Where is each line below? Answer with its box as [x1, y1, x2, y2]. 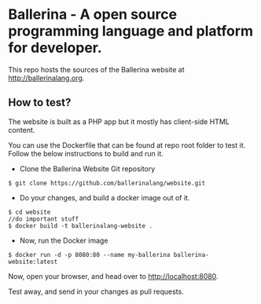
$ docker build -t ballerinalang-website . [8, 222, 153, 229]
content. [8, 125, 35, 134]
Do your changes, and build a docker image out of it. [19, 192, 190, 202]
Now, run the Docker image [19, 236, 108, 245]
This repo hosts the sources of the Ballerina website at [8, 64, 185, 74]
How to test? [8, 96, 72, 109]
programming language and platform [8, 22, 254, 40]
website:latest [8, 258, 58, 266]
